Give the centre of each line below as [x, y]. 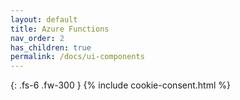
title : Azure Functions [60, 29]
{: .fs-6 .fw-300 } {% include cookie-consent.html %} [120, 85]
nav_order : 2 [37, 38]
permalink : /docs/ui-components [77, 57]
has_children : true [51, 47]
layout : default [44, 19]
